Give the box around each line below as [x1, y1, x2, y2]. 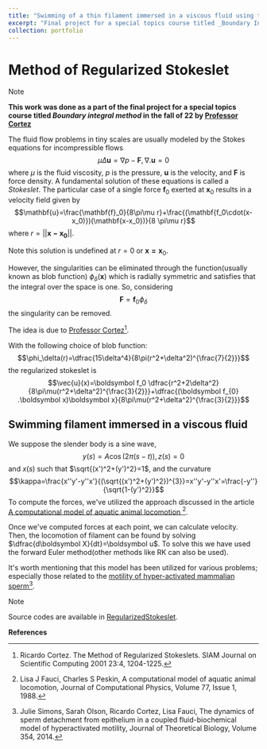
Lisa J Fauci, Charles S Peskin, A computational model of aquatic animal [19, 674, 257, 684]
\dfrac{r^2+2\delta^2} [148, 378, 220, 387]
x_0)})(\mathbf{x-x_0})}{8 [71, 216, 157, 226]
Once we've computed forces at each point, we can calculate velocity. [8, 522, 238, 532]
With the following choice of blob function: [8, 340, 148, 350]
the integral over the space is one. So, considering [8, 281, 173, 291]
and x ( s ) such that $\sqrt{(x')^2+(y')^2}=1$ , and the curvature [8, 464, 211, 473]
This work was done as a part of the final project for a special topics [8, 103, 237, 112]
